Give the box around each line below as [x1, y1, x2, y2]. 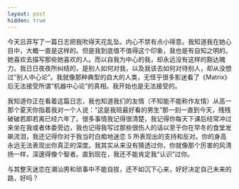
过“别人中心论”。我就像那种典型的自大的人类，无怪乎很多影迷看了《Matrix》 [7, 72, 231, 81]
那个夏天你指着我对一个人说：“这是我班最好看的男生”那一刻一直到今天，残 [7, 105, 225, 114]
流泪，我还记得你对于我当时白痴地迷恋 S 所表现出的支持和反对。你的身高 [13, 132, 227, 140]
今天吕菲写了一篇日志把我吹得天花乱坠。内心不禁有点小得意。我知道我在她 [7, 37, 225, 46]
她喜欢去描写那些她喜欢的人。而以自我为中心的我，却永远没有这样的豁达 [7, 55, 219, 64]
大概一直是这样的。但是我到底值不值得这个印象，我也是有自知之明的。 [26, 46, 232, 55]
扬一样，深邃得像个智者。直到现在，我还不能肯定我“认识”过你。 [7, 149, 194, 158]
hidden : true [7, 17, 46, 24]
